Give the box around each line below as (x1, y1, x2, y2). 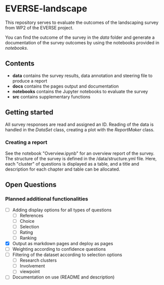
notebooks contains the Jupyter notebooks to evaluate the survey (12, 88, 148, 95)
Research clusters (19, 257, 57, 264)
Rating (19, 229, 33, 235)
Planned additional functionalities (5, 195, 88, 202)
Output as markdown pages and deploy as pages (12, 240, 113, 246)
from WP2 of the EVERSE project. (5, 24, 74, 30)
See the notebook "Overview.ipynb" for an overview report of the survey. (5, 150, 155, 156)
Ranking (19, 235, 37, 241)
